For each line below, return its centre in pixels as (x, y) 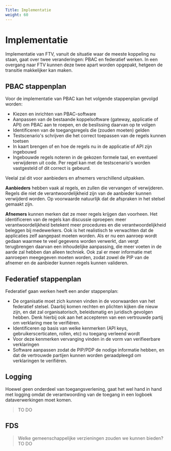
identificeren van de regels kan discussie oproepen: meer (66, 219)
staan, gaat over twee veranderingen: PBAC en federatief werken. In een (82, 60)
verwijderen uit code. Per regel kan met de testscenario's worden (81, 163)
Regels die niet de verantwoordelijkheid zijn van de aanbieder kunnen (78, 193)
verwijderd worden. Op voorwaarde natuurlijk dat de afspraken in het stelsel (85, 199)
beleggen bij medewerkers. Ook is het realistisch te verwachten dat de (80, 231)
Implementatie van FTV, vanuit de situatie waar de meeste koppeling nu (80, 54)
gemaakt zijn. (19, 204)
